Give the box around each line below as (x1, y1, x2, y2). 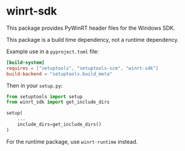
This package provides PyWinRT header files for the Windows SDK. (6, 24, 175, 32)
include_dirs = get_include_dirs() (17, 121, 102, 128)
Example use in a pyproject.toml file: (6, 47, 99, 55)
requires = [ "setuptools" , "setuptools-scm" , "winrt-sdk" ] (6, 65, 159, 71)
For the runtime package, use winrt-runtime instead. (6, 138, 138, 145)
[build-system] (6, 59, 45, 65)
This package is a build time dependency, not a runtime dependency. (6, 36, 179, 43)
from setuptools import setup (6, 93, 83, 99)
